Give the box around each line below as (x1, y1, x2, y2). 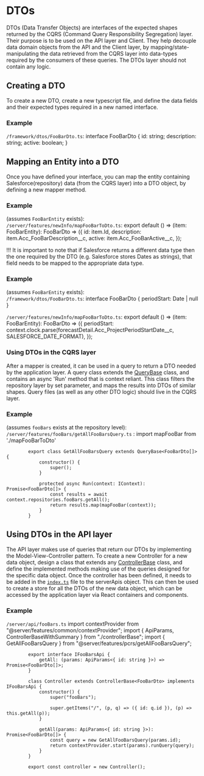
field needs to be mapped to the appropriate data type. (6, 259, 144, 267)
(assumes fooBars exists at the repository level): (6, 424, 127, 431)
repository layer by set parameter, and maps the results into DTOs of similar (6, 382, 196, 389)
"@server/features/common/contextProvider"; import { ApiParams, (6, 627, 175, 634)
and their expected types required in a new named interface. (6, 103, 158, 111)
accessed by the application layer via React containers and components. (6, 591, 189, 598)
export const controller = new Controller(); (28, 764, 146, 770)
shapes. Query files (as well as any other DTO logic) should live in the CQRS (6, 388, 197, 395)
